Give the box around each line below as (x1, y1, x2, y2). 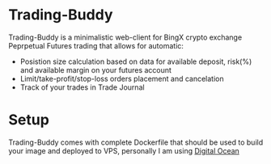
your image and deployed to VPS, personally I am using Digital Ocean (8, 145, 240, 155)
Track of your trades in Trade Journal (19, 82, 145, 92)
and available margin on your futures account (19, 65, 172, 74)
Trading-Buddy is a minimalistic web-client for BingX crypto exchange (8, 32, 243, 42)
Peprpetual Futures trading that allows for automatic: (8, 40, 184, 50)
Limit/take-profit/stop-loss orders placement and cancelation (19, 74, 224, 83)
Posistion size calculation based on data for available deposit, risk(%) (19, 57, 252, 66)
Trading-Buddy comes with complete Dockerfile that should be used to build (8, 137, 264, 147)
